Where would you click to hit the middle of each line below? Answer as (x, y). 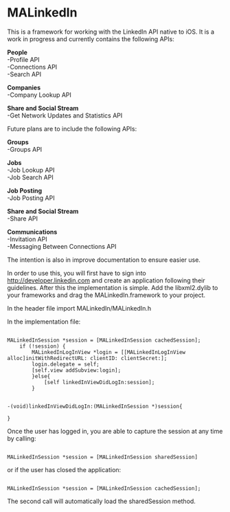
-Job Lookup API (31, 170)
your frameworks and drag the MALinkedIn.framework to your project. (106, 295)
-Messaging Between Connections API (62, 246)
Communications (32, 232)
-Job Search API (30, 177)
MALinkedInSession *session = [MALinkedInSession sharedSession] (102, 457)
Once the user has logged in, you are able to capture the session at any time (115, 431)
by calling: (22, 438)
